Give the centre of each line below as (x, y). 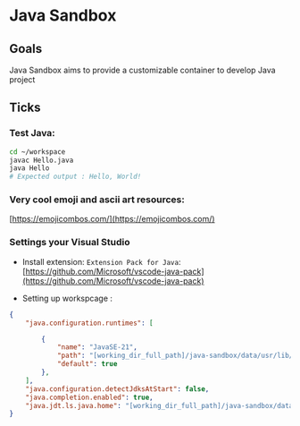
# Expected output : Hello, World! (75, 177)
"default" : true (87, 364)
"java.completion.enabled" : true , (89, 397)
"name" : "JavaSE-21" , (97, 347)
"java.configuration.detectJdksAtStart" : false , (117, 389)
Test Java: (32, 133)
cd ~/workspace (37, 152)
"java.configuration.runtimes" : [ (89, 323)
